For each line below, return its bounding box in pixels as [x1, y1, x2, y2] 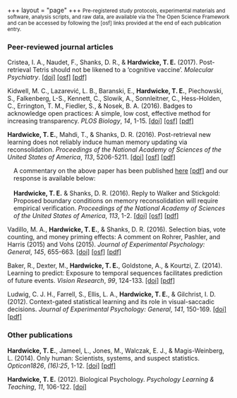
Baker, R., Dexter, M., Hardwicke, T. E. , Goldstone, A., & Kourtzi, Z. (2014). [7, 261, 223, 270]
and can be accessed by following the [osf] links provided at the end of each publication [7, 20, 221, 27]
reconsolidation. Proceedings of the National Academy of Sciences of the [7, 145, 222, 154]
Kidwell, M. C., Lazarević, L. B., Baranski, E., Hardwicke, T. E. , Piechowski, [7, 87, 224, 95]
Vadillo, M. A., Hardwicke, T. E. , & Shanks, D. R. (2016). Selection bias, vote [7, 225, 226, 234]
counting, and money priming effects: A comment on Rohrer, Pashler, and [7, 233, 221, 241]
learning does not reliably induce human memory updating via [7, 138, 188, 147]
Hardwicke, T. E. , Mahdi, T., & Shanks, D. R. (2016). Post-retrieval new [7, 131, 212, 139]
